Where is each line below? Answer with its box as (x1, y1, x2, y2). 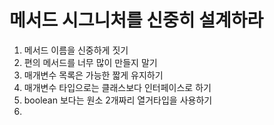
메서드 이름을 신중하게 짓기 (23, 44, 129, 56)
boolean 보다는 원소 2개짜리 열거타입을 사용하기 (23, 94, 213, 106)
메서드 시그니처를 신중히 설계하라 (9, 9, 264, 32)
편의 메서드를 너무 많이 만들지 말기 (23, 56, 158, 68)
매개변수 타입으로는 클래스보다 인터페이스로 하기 (23, 81, 212, 93)
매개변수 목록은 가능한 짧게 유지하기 (23, 69, 164, 81)
